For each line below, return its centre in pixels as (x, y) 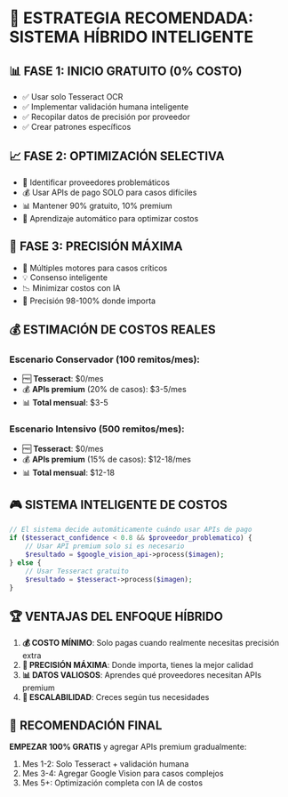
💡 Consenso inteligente (65, 277)
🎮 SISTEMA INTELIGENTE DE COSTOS (119, 505)
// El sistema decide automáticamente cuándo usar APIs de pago (131, 530)
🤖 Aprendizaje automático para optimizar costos (110, 218)
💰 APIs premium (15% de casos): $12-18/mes (106, 459)
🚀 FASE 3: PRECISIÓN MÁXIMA (96, 247)
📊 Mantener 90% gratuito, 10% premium (97, 205)
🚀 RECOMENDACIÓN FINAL (86, 725)
